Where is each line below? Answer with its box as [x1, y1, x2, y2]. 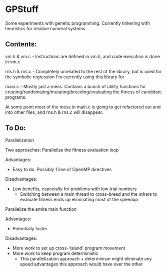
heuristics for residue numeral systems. [5, 25, 86, 31]
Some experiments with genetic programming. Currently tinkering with [5, 20, 150, 26]
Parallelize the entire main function [5, 206, 76, 212]
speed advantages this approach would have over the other [19, 261, 143, 267]
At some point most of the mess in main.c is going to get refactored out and [5, 104, 161, 110]
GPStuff [5, 4, 39, 15]
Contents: [5, 40, 37, 49]
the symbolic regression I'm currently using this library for [5, 74, 124, 80]
